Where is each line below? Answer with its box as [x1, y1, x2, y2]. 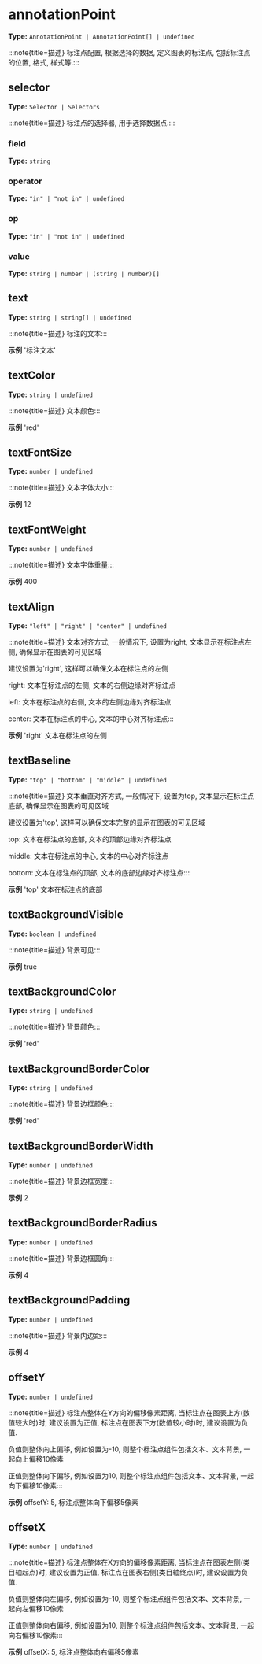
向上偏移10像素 [14, 1454, 65, 1463]
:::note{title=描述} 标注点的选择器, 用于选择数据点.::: [8, 118, 175, 128]
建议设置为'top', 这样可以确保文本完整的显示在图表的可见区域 [8, 817, 206, 827]
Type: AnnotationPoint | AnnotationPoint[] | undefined [8, 31, 195, 41]
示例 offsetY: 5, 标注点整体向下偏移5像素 [8, 1497, 139, 1507]
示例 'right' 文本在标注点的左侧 [8, 730, 108, 740]
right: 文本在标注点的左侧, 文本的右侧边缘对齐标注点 [8, 681, 176, 690]
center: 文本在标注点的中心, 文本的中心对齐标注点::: [8, 714, 175, 723]
